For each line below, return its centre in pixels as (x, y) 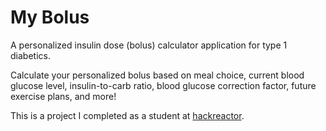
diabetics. (30, 55)
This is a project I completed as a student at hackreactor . (127, 115)
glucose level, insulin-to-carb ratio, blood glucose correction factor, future (163, 85)
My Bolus (50, 17)
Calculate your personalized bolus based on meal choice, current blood (157, 75)
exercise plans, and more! (63, 96)
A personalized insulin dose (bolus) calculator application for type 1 (149, 45)
